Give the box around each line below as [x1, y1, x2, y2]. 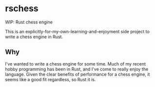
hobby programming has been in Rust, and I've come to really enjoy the [5, 66, 149, 72]
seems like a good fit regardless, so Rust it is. [5, 76, 96, 82]
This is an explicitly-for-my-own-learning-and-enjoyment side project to [5, 28, 150, 34]
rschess [5, 3, 39, 14]
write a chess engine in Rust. [5, 34, 63, 40]
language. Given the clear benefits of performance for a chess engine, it [5, 71, 150, 77]
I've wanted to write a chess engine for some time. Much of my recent [5, 61, 146, 66]
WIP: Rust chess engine [5, 19, 53, 25]
